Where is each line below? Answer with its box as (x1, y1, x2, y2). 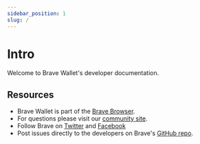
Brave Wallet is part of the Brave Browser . (16, 107, 135, 116)
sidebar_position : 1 (7, 10, 67, 17)
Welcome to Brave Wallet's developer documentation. (7, 69, 159, 77)
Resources (7, 89, 54, 101)
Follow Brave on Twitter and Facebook (16, 122, 126, 130)
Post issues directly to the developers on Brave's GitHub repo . (16, 129, 194, 138)
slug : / (7, 17, 30, 23)
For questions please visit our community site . (16, 114, 148, 123)
